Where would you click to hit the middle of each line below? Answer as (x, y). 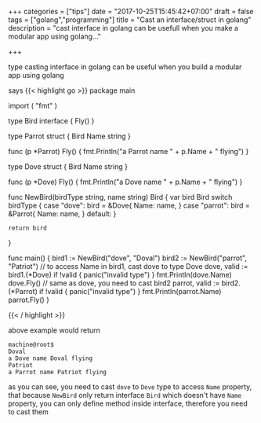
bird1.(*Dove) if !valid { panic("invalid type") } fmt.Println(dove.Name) (120, 275)
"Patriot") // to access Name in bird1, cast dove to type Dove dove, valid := (128, 266)
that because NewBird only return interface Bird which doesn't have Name (125, 395)
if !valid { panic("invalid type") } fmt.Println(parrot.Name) (130, 291)
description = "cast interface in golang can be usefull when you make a (123, 28)
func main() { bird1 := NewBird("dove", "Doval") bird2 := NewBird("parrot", (127, 258)
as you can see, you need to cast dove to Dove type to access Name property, (130, 387)
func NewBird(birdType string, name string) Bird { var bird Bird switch (120, 197)
